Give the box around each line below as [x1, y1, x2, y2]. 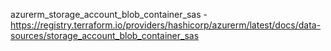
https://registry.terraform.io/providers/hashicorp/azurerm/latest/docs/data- [10, 19, 322, 31]
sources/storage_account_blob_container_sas [10, 30, 200, 41]
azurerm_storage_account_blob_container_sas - [10, 9, 208, 20]
